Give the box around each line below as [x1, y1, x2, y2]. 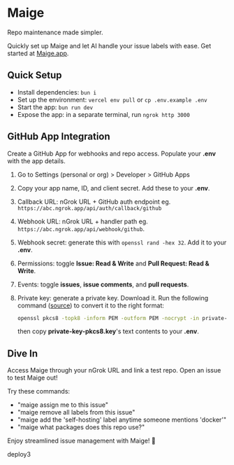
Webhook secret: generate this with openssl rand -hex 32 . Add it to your [17, 238, 227, 247]
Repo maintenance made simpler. [7, 28, 103, 36]
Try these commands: [7, 387, 71, 396]
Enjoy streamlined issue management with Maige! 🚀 [7, 436, 156, 445]
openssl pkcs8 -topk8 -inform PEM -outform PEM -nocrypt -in [17, 314, 200, 321]
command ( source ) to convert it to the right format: [17, 301, 164, 310]
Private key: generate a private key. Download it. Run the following [17, 293, 209, 302]
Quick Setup [7, 69, 62, 81]
